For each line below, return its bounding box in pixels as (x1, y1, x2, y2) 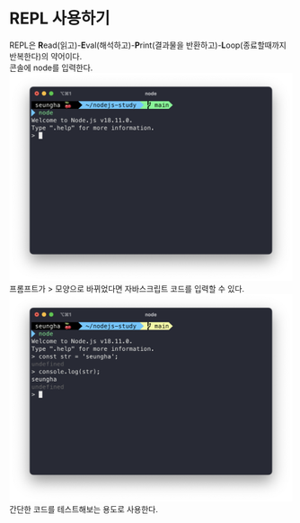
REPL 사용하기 (9, 8, 110, 29)
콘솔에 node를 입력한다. (9, 62, 93, 73)
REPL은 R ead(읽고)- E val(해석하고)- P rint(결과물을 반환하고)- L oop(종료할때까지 (9, 40, 287, 50)
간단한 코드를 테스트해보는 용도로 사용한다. (9, 504, 159, 515)
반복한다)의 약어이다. (9, 50, 83, 61)
